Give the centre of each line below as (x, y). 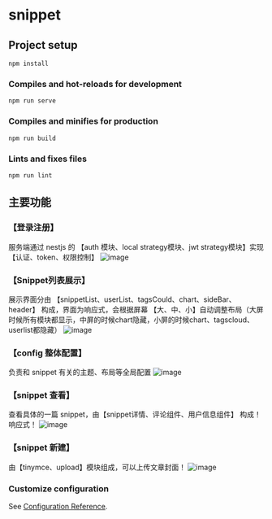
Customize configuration (59, 488)
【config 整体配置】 (47, 353)
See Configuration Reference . (58, 507)
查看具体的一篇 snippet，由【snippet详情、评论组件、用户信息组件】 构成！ (135, 414)
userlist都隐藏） (35, 329)
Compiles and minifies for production (83, 121)
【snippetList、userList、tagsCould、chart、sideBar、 (145, 299)
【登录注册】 (34, 228)
